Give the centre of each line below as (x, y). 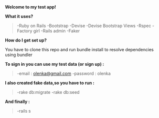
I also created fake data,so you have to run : (50, 83)
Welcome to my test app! (31, 7)
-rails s (24, 111)
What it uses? (19, 16)
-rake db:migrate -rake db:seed (48, 92)
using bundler (19, 55)
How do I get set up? (26, 40)
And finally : (17, 102)
